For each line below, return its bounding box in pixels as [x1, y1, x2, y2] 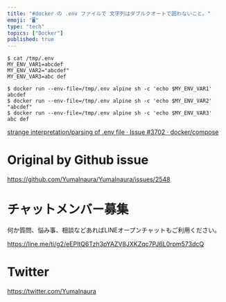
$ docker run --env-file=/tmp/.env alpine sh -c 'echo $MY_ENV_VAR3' [7, 110, 213, 117]
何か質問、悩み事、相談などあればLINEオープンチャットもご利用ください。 [7, 226, 220, 234]
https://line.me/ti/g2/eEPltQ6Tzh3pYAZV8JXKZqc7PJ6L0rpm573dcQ [7, 240, 205, 248]
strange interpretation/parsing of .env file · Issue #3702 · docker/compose [7, 128, 219, 136]
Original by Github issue [7, 152, 149, 168]
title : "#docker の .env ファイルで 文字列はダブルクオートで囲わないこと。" [7, 10, 211, 17]
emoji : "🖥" [7, 17, 40, 24]
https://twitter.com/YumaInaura [7, 287, 97, 295]
